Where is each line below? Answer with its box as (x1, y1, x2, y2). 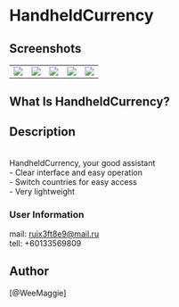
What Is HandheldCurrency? (9, 94, 171, 109)
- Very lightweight (9, 186, 76, 196)
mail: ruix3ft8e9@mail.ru (9, 228, 100, 239)
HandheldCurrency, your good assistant (9, 157, 156, 168)
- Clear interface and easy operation (9, 167, 142, 178)
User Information (9, 208, 85, 220)
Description (9, 124, 76, 139)
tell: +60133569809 (9, 238, 82, 248)
